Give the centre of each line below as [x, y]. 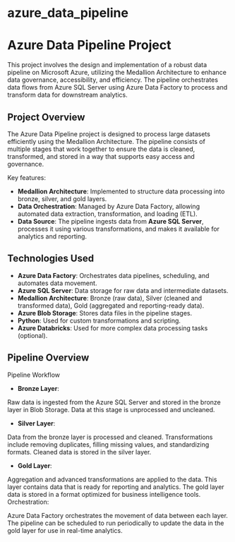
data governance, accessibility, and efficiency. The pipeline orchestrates [113, 80]
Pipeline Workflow [34, 375]
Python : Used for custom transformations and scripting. [99, 320]
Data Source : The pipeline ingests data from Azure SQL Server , [110, 221]
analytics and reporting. [52, 236]
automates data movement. [57, 283]
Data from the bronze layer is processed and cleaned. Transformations [110, 437]
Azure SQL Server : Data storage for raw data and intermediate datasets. [123, 290]
